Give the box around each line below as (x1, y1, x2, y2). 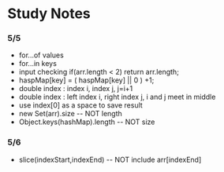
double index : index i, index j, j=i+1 (18, 84, 133, 93)
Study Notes (7, 5, 91, 23)
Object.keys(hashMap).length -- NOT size (18, 117, 155, 126)
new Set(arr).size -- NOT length (18, 109, 123, 119)
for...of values (18, 50, 64, 60)
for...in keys (18, 59, 57, 68)
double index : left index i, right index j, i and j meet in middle (18, 92, 216, 102)
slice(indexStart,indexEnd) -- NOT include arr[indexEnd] (18, 155, 202, 164)
